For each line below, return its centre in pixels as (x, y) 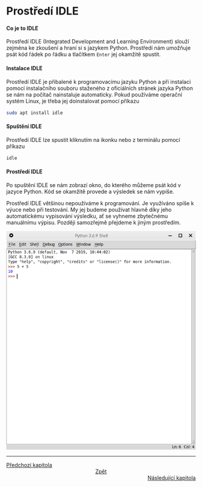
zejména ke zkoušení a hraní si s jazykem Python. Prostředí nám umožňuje (99, 48)
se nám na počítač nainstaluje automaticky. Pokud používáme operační (94, 94)
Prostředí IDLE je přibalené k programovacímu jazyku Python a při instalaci (99, 81)
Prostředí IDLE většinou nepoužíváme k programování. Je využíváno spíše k (100, 203)
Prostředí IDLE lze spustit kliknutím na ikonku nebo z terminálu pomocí (93, 139)
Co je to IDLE (23, 28)
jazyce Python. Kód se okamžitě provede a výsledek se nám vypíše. (90, 191)
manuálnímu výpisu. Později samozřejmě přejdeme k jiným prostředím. (94, 222)
